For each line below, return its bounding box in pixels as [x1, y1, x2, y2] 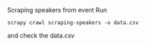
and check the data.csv [7, 31, 75, 39]
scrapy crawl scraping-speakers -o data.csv [7, 19, 139, 26]
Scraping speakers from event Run [7, 6, 107, 14]
